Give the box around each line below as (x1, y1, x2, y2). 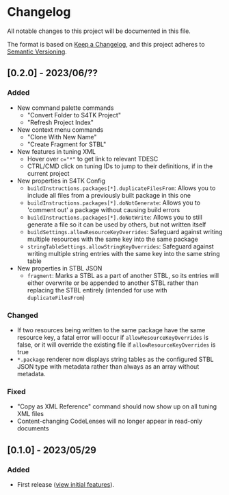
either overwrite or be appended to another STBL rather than (27, 279, 199, 287)
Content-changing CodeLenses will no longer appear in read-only (16, 417, 203, 426)
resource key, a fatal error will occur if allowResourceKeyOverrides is (16, 333, 209, 341)
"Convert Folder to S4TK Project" (27, 111, 122, 119)
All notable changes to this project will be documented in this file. (7, 27, 191, 35)
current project (27, 169, 70, 177)
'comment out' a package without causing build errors (27, 205, 180, 214)
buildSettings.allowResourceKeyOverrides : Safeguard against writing (27, 227, 223, 235)
